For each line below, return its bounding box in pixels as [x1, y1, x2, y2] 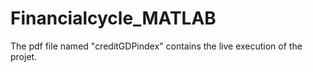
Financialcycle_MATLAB [10, 7, 217, 30]
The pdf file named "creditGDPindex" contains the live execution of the [10, 40, 303, 52]
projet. [10, 50, 38, 62]
